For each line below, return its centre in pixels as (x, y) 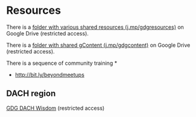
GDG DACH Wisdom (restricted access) (55, 108)
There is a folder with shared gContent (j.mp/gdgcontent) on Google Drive (98, 45)
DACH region (31, 94)
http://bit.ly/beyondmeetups (49, 74)
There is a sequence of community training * (62, 63)
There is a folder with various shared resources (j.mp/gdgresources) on (95, 27)
